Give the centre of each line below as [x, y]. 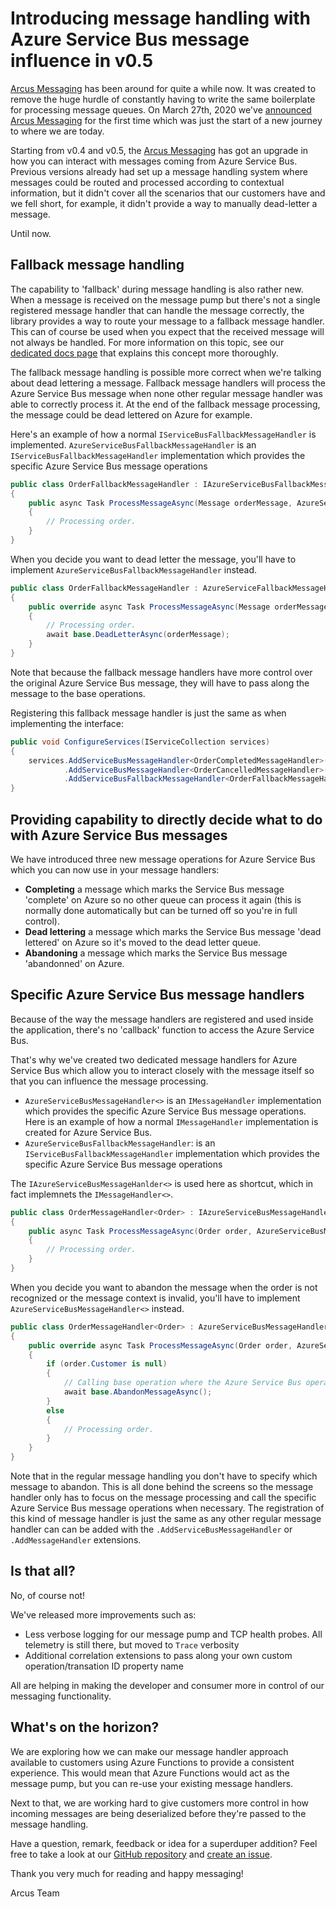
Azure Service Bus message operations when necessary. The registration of [167, 1508]
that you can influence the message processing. [109, 1081]
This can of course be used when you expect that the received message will [167, 331]
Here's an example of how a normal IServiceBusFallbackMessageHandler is [163, 434]
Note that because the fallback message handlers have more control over [161, 672]
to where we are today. [57, 131]
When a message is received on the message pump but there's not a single [165, 299]
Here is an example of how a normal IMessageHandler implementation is [171, 1121]
